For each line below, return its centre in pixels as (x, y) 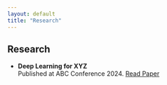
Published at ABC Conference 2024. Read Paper (88, 74)
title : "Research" (34, 21)
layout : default (31, 14)
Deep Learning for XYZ (52, 66)
